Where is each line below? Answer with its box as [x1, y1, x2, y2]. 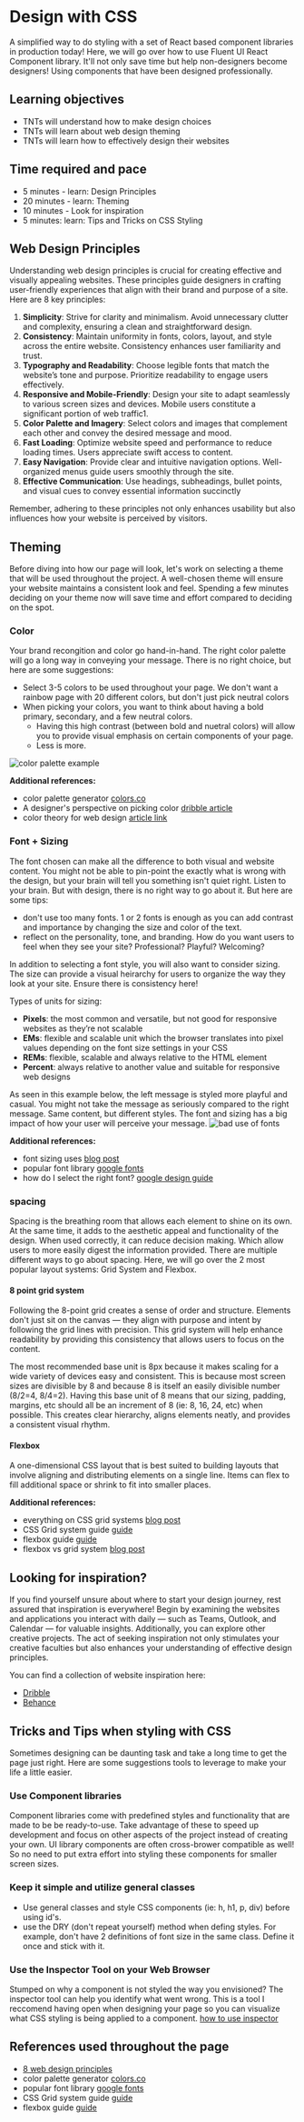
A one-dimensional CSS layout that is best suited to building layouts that [9, 1460, 279, 1471]
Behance [22, 1697, 56, 1708]
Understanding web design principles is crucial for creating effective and [9, 265, 282, 276]
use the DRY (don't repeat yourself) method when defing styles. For [22, 1921, 277, 1932]
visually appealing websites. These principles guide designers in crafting [9, 275, 281, 285]
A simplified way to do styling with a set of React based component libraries [9, 36, 294, 47]
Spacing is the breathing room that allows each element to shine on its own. [9, 1216, 293, 1226]
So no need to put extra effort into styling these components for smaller [9, 1848, 278, 1860]
